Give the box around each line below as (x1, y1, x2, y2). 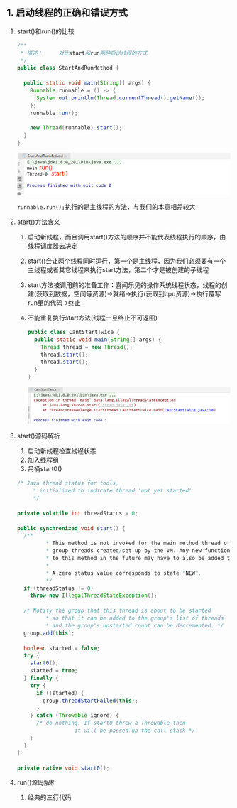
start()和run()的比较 (16, 27, 75, 36)
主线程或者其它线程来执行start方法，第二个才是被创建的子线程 (27, 265, 209, 274)
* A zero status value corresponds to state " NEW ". (45, 569, 202, 577)
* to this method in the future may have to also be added (45, 555, 224, 562)
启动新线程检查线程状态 (27, 447, 97, 456)
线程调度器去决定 (27, 241, 78, 250)
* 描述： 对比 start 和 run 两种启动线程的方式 (20, 49, 148, 57)
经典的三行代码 (27, 793, 72, 802)
